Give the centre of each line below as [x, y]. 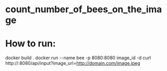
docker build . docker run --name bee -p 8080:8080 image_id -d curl [78, 58]
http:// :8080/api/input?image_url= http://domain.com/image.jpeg [73, 63]
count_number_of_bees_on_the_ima [84, 9]
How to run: [31, 44]
